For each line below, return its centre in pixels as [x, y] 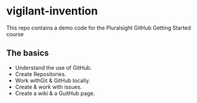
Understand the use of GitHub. [53, 67]
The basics [28, 53]
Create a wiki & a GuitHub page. [55, 93]
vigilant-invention [52, 11]
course [15, 34]
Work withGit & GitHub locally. [52, 80]
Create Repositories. [41, 74]
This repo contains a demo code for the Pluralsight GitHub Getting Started [98, 28]
